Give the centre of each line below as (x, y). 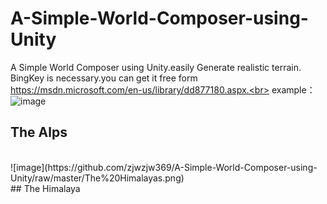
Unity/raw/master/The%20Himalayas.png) (97, 178)
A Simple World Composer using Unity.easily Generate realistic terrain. (156, 67)
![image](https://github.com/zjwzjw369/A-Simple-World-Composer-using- (164, 167)
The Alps (39, 132)
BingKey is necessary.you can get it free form (104, 78)
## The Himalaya (45, 188)
